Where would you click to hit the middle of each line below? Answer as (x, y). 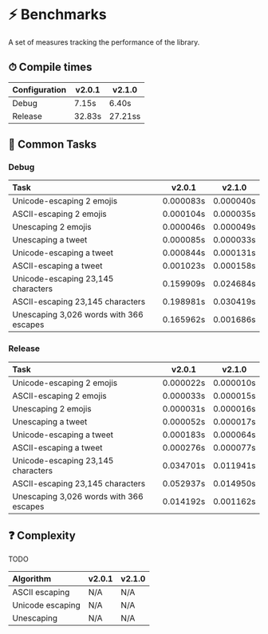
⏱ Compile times (50, 67)
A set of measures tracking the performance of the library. (104, 42)
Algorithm (32, 578)
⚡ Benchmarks (57, 15)
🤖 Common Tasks (53, 145)
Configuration (39, 89)
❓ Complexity (42, 536)
